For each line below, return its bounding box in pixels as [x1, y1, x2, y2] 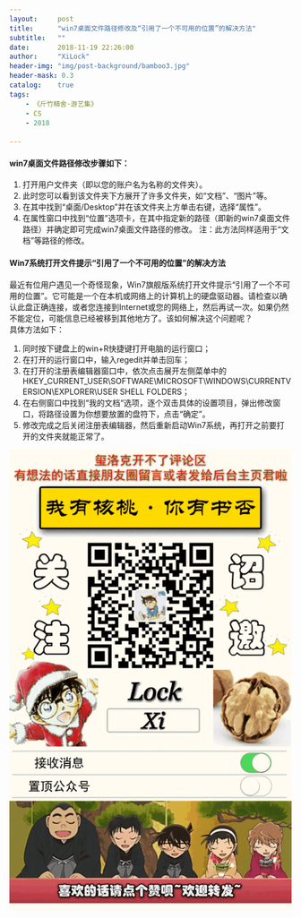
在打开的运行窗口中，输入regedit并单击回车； [21, 354, 191, 365]
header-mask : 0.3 [9, 72, 74, 81]
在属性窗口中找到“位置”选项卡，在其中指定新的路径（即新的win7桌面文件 [21, 213, 291, 224]
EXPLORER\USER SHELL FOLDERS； [54, 386, 191, 397]
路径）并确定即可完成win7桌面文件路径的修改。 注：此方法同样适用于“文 [21, 224, 289, 235]
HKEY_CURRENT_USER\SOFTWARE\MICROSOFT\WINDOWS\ [21, 375, 249, 386]
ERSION [21, 386, 52, 397]
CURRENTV [247, 375, 291, 386]
